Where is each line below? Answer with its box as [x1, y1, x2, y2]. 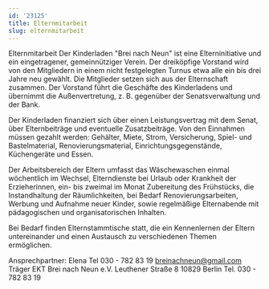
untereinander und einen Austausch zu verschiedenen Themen [8, 232, 217, 242]
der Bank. [8, 100, 40, 109]
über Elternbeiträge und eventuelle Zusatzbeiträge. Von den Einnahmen [8, 124, 245, 133]
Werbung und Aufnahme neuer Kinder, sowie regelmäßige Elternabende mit [8, 199, 259, 209]
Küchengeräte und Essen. [8, 149, 94, 159]
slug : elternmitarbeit [8, 26, 84, 35]
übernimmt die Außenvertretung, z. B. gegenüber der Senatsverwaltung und [8, 92, 261, 101]
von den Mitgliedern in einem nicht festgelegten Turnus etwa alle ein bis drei [8, 66, 262, 75]
